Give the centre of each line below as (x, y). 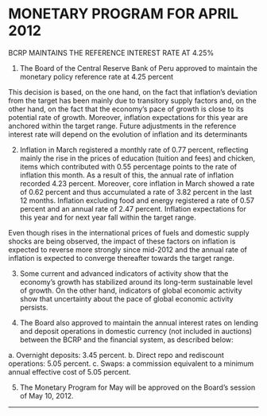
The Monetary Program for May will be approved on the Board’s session (137, 387)
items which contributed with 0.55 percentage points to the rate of (128, 166)
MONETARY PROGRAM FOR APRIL (124, 14)
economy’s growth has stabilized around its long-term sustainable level (136, 282)
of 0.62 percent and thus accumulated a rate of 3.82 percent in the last (136, 192)
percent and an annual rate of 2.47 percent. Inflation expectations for (133, 208)
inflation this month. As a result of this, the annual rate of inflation (127, 175)
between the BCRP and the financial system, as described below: (127, 340)
